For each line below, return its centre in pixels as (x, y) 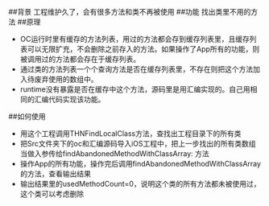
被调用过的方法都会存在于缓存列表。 (80, 59)
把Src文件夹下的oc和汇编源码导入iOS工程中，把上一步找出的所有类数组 (138, 144)
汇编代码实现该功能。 (70, 99)
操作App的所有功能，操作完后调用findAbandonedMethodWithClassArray (141, 164)
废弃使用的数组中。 (66, 79)
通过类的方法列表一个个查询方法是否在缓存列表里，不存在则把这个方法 (137, 69)
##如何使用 (27, 116)
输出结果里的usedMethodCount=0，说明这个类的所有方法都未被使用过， (140, 184)
